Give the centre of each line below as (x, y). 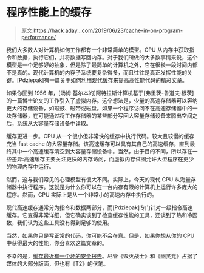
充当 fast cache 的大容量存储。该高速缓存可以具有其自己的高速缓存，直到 (98, 144)
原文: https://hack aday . (51, 30)
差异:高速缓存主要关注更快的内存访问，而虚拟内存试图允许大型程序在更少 (103, 159)
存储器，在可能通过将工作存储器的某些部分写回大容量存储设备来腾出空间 (102, 115)
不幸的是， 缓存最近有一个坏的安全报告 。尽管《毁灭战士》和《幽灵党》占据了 (102, 256)
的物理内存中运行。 (30, 166)
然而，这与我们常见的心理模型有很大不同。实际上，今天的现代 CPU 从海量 (99, 179)
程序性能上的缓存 (49, 12)
